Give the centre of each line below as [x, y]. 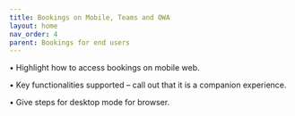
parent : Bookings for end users [69, 42]
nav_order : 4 [34, 34]
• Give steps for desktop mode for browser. [90, 103]
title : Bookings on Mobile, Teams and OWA [90, 17]
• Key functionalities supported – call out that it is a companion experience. [148, 85]
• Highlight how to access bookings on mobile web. [104, 68]
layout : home [34, 26]
